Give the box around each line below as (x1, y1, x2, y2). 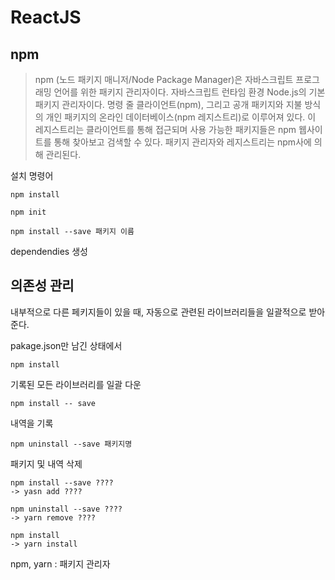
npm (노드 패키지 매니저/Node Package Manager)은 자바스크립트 (34, 74, 294, 85)
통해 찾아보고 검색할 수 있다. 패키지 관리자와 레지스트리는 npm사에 (53, 136, 312, 148)
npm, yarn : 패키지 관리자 (10, 557, 111, 570)
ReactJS (10, 6, 82, 29)
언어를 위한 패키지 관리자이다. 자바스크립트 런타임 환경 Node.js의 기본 (53, 86, 326, 98)
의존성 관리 (10, 277, 75, 295)
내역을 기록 (10, 417, 54, 429)
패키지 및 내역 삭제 (10, 457, 83, 470)
